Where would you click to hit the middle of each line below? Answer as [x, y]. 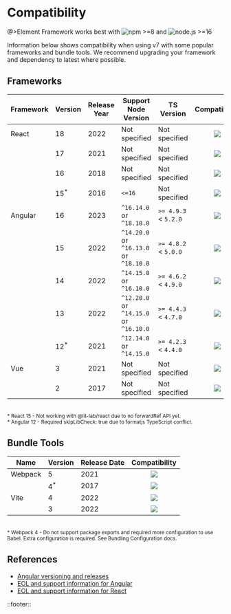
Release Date [103, 462]
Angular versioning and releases [63, 576]
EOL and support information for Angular [75, 583]
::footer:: [19, 604]
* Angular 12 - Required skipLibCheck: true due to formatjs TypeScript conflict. [100, 422]
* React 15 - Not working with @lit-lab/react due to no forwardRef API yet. [94, 416]
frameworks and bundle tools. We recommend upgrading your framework [111, 52]
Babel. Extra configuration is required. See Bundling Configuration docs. [92, 538]
